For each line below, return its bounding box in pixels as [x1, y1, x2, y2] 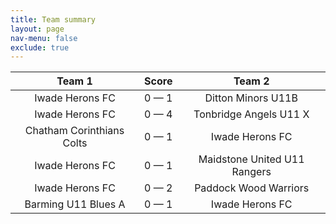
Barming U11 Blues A [24, 197, 126, 211]
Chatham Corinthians [24, 124, 125, 138]
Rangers [231, 165, 272, 179]
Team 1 [56, 74, 93, 88]
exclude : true [10, 42, 70, 53]
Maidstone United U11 [198, 152, 305, 166]
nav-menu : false [10, 33, 78, 43]
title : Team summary [10, 14, 97, 25]
